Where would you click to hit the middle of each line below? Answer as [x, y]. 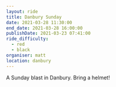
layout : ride [22, 11]
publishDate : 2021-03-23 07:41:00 [49, 34]
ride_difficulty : [27, 39]
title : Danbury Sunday [34, 17]
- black [21, 50]
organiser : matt [26, 55]
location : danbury [29, 61]
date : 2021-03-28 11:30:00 [39, 22]
